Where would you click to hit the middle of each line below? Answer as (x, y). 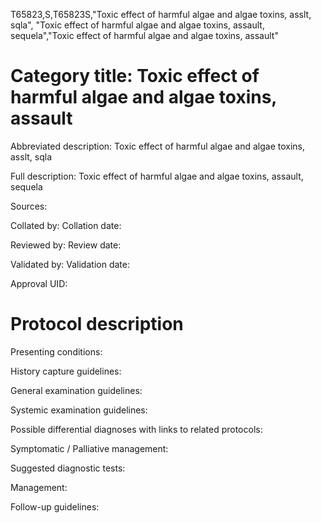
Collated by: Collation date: (66, 225)
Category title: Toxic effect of (135, 76)
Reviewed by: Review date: (66, 245)
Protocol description (97, 324)
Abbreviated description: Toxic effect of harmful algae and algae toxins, (157, 146)
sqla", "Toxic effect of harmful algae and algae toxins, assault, (137, 25)
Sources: (29, 206)
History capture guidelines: (66, 371)
